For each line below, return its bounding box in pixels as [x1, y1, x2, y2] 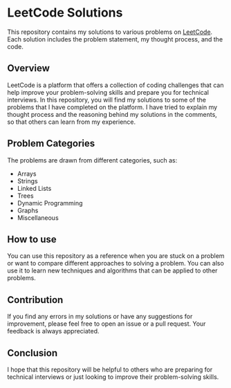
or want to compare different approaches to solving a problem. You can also [7, 259, 225, 268]
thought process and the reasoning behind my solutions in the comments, [7, 110, 218, 118]
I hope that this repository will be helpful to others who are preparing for [7, 365, 213, 373]
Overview [7, 62, 50, 74]
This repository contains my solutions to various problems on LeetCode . [7, 28, 213, 36]
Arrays [17, 169, 37, 178]
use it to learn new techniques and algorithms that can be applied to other [7, 266, 218, 275]
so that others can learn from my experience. [7, 118, 136, 126]
